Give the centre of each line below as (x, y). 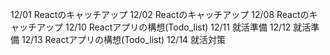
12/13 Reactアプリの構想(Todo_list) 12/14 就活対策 (124, 39)
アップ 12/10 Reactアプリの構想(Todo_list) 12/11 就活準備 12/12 (164, 27)
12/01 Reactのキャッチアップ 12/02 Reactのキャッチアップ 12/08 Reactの (160, 14)
